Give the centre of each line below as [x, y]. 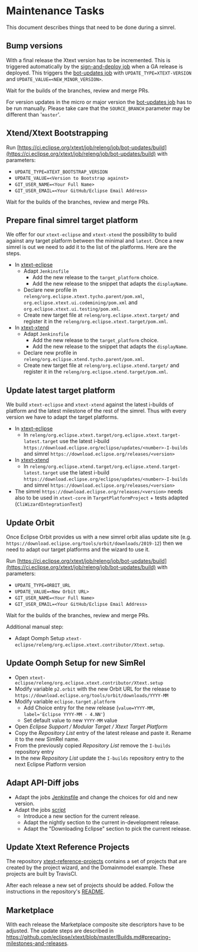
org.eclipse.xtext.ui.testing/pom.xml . [72, 309]
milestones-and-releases [37, 943]
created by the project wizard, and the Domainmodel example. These [90, 867]
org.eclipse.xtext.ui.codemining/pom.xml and [80, 302]
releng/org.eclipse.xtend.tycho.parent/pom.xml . [84, 359]
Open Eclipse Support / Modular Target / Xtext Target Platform [91, 727]
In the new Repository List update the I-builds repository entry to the [99, 758]
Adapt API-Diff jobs [43, 783]
